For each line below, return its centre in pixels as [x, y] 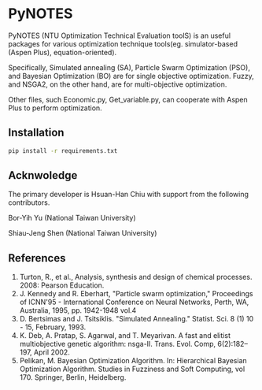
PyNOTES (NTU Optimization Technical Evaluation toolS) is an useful [119, 35]
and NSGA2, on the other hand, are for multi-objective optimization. [118, 84]
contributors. [29, 202]
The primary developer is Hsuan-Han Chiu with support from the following [129, 195]
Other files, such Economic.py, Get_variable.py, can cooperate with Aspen [128, 99]
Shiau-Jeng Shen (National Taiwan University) [83, 233]
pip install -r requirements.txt [63, 150]
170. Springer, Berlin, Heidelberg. [73, 377]
